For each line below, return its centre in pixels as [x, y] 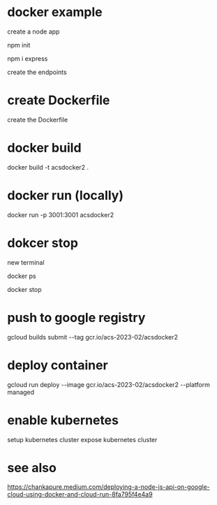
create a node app [33, 31]
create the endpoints [37, 72]
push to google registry [76, 317]
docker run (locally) [66, 196]
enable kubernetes [63, 420]
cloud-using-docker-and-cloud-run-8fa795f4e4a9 [80, 495]
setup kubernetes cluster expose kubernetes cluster [82, 439]
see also [32, 468]
